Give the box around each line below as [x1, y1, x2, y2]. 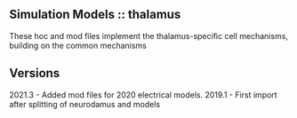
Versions [9, 66, 60, 81]
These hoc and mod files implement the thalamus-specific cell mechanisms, [9, 30, 289, 41]
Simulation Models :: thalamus [9, 7, 181, 22]
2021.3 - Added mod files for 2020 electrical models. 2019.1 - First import [9, 89, 277, 100]
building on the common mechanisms [9, 40, 147, 51]
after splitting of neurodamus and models [9, 98, 161, 109]
